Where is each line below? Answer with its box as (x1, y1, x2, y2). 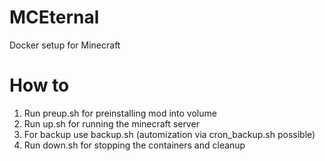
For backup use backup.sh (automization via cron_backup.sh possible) (23, 128, 316, 140)
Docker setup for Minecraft (9, 39, 121, 51)
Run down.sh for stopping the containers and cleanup (23, 139, 246, 151)
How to (9, 74, 70, 97)
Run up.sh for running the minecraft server (23, 117, 200, 130)
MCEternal (9, 6, 100, 29)
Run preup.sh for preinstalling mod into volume (23, 107, 217, 119)
